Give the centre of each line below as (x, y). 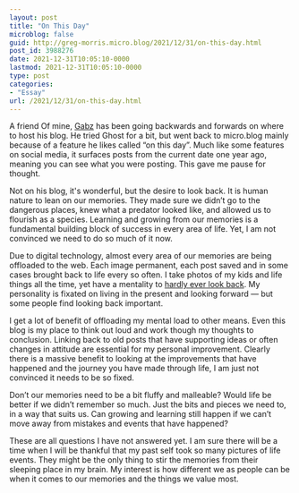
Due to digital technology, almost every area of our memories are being (141, 256)
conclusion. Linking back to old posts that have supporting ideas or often (144, 340)
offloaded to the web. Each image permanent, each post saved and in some (149, 266)
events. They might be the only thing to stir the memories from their (134, 460)
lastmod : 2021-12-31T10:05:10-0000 (76, 68)
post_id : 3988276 (42, 51)
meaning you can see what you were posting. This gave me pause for (138, 164)
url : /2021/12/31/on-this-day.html (76, 101)
